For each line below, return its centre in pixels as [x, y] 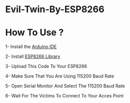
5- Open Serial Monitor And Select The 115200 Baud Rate [65, 86]
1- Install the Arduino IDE [31, 47]
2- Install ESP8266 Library [33, 56]
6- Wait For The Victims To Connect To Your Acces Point [64, 96]
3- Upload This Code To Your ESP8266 [46, 66]
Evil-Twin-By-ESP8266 [55, 9]
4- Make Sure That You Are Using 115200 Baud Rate [60, 76]
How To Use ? [35, 33]
